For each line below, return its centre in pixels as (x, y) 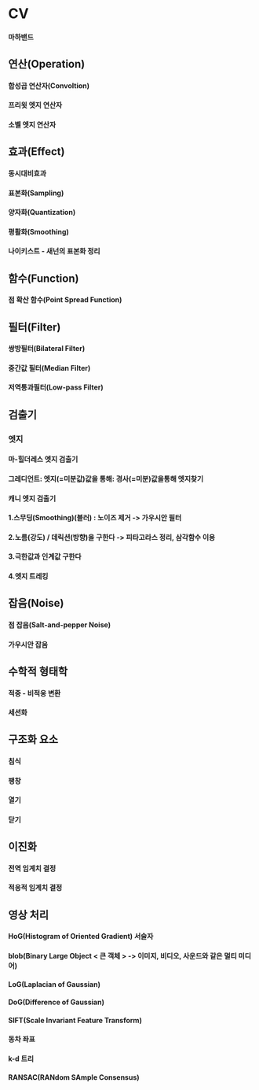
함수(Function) (44, 278)
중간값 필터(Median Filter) (49, 368)
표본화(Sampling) (36, 193)
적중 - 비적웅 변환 (35, 693)
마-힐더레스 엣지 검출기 (43, 459)
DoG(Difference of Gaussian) (56, 1002)
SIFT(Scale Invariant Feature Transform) (75, 1020)
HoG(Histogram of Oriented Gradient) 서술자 (81, 937)
